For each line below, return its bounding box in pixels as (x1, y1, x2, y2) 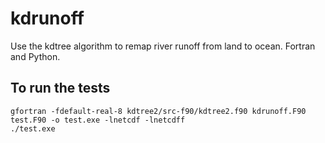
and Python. (10, 50, 61, 62)
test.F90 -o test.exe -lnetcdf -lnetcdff (10, 115, 186, 125)
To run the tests (10, 80, 111, 97)
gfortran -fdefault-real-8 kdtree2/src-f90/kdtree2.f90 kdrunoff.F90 (10, 106, 307, 116)
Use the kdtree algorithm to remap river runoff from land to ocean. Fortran (10, 40, 316, 52)
